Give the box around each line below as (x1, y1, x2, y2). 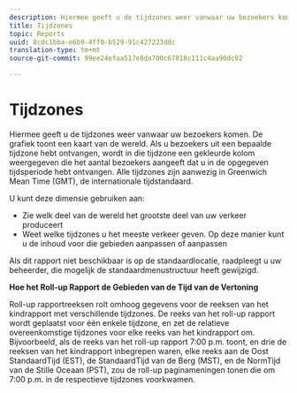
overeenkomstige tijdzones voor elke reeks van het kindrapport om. (9, 327, 255, 337)
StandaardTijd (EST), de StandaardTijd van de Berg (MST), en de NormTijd (9, 355, 281, 366)
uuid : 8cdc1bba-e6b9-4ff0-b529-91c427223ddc (9, 37, 176, 47)
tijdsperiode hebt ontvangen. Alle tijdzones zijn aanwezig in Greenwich (9, 166, 268, 177)
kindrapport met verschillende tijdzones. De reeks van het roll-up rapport (9, 308, 276, 319)
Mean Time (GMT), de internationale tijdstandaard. (9, 176, 194, 186)
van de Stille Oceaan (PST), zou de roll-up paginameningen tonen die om (9, 364, 276, 375)
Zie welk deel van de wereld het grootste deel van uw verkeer (21, 209, 247, 221)
